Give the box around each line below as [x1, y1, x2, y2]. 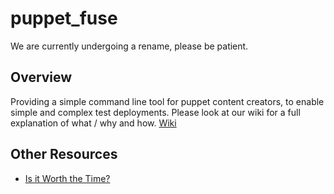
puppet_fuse [10, 7, 118, 30]
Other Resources [10, 146, 118, 163]
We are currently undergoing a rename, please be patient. [10, 40, 249, 52]
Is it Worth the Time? [24, 172, 111, 184]
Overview [10, 69, 73, 86]
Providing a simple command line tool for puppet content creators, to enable [10, 95, 325, 107]
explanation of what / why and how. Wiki [10, 117, 177, 129]
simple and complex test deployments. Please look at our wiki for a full [10, 106, 301, 118]
